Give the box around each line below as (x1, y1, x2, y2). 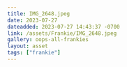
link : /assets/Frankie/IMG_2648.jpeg (7, 29, 117, 37)
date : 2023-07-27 (7, 17, 58, 24)
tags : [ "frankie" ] (7, 50, 61, 57)
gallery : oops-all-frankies (7, 36, 89, 43)
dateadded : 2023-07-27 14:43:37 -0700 (7, 23, 120, 30)
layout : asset (7, 43, 49, 50)
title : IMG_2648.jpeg (7, 10, 70, 17)
